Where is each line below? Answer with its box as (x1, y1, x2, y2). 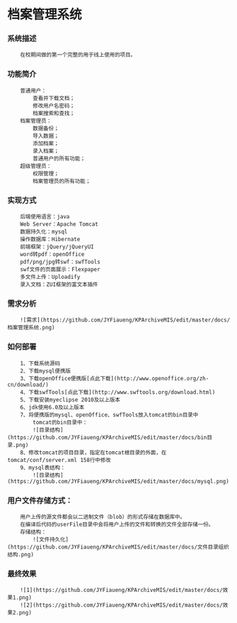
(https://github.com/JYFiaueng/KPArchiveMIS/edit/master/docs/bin (7, 434, 207, 441)
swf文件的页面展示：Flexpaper (20, 266, 100, 273)
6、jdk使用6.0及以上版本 (20, 404, 85, 411)
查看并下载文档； (33, 94, 76, 101)
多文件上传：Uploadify (20, 274, 81, 281)
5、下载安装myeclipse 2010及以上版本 (20, 396, 120, 403)
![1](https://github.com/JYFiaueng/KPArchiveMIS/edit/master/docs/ (20, 587, 223, 594)
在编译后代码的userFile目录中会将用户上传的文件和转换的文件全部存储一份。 (20, 521, 214, 528)
